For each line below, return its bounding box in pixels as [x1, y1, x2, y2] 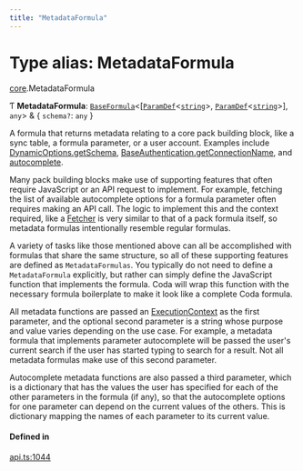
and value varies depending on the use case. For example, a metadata [9, 325, 273, 336]
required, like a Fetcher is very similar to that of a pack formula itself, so [9, 213, 278, 224]
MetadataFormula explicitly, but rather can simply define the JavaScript [9, 269, 273, 280]
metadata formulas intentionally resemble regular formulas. [9, 222, 231, 233]
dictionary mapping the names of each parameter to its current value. [9, 410, 270, 421]
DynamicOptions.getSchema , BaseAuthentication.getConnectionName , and [9, 146, 293, 157]
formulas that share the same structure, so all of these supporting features [9, 249, 288, 260]
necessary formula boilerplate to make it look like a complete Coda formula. [9, 288, 293, 299]
